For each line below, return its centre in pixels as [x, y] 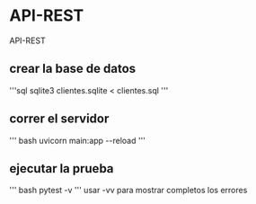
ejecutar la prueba [62, 169]
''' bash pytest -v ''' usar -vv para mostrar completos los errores [128, 191]
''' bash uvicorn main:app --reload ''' [78, 140]
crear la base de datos [73, 69]
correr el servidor [59, 119]
